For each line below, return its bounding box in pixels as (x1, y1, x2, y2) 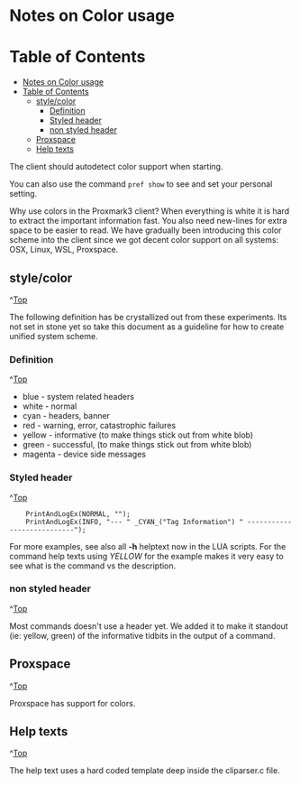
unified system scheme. (9, 330, 98, 341)
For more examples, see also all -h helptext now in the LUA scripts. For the (9, 540, 286, 551)
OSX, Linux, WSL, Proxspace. (9, 245, 119, 255)
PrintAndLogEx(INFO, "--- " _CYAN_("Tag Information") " (25, 517, 244, 526)
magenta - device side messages (22, 448, 147, 460)
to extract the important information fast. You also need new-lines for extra (9, 216, 287, 226)
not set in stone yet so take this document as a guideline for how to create (9, 321, 285, 332)
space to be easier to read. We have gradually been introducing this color (9, 225, 282, 235)
